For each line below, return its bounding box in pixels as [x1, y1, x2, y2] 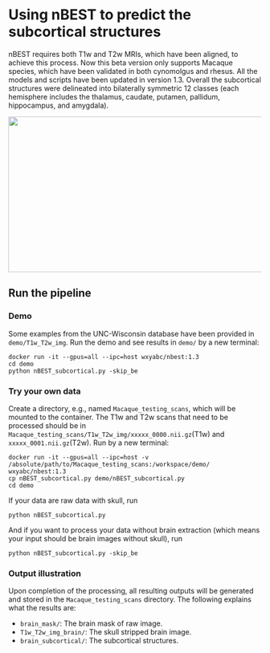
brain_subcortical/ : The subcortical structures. [19, 636, 179, 646]
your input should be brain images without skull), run [8, 533, 183, 543]
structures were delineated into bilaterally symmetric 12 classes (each [8, 83, 239, 93]
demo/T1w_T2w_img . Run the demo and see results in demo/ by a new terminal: [8, 337, 260, 347]
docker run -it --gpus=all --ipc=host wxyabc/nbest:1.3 [8, 353, 199, 361]
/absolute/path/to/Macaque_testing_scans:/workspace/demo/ [8, 460, 211, 468]
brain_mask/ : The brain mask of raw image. [19, 618, 163, 628]
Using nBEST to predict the [8, 6, 191, 24]
